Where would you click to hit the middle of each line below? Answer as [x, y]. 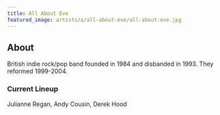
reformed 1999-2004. [38, 71]
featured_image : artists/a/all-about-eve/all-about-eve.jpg [95, 20]
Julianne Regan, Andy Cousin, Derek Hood [67, 104]
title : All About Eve [38, 13]
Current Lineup [33, 89]
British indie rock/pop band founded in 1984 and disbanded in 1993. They [110, 64]
